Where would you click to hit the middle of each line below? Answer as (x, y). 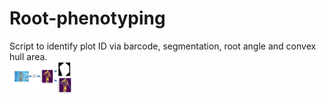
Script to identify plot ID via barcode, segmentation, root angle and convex (163, 46)
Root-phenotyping (87, 18)
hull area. (28, 56)
